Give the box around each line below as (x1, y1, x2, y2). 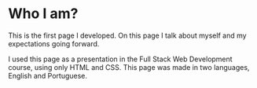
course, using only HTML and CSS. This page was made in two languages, (8, 62, 250, 71)
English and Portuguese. (8, 71, 88, 80)
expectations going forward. (8, 38, 100, 48)
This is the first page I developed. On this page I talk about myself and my (8, 31, 247, 40)
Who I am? (8, 5, 79, 23)
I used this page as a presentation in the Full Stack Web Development (8, 54, 233, 64)
